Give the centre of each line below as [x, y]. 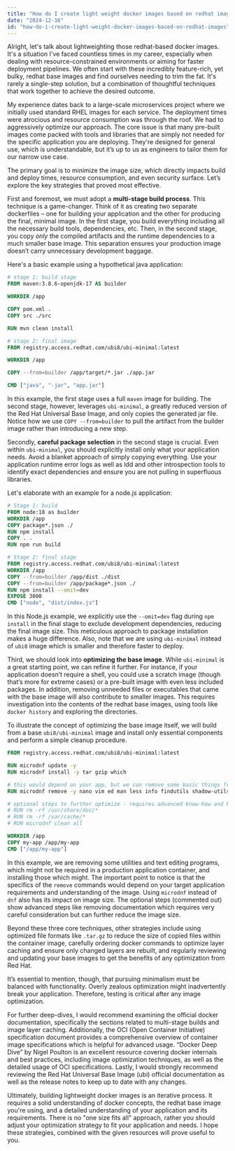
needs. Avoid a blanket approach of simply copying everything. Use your [112, 457]
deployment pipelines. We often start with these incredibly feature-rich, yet [115, 69]
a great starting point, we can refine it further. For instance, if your [102, 667]
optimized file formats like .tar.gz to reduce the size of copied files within [114, 935]
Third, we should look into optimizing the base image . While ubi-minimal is [116, 660]
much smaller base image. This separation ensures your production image [114, 244]
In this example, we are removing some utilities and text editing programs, [114, 863]
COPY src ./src [29, 316]
